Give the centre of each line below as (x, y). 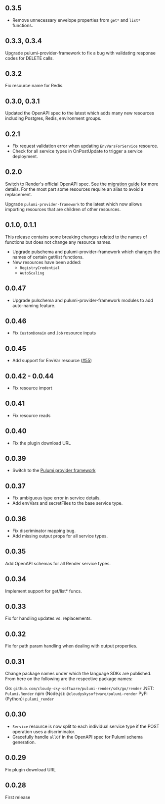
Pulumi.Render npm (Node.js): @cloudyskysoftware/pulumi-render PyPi (76, 694)
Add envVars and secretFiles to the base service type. (67, 503)
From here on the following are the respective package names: (69, 679)
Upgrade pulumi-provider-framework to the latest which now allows (74, 204)
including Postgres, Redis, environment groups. (53, 118)
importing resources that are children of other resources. (63, 209)
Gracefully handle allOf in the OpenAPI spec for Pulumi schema (78, 737)
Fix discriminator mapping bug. (44, 531)
